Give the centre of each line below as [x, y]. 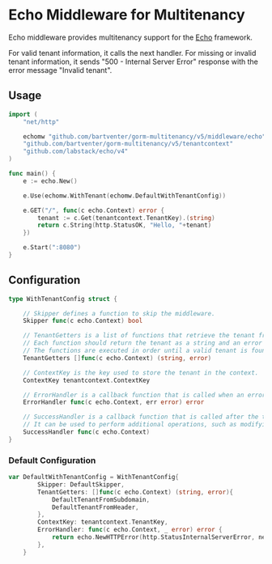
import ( [23, 114]
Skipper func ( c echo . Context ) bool [83, 321]
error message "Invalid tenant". [60, 70]
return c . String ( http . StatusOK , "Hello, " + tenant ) [125, 225]
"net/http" [41, 122]
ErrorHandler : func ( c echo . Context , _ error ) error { [130, 530]
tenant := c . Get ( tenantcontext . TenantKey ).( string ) [127, 218]
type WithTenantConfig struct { [63, 299]
